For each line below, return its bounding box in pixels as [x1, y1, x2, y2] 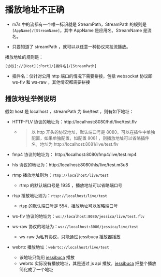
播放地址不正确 [5, 4, 65, 15]
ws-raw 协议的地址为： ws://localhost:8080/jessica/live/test [12, 223, 139, 229]
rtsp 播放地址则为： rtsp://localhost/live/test [12, 192, 107, 199]
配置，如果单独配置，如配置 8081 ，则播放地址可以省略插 [31, 135, 146, 141]
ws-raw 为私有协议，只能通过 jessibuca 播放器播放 [19, 233, 121, 240]
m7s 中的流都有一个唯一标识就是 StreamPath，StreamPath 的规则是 [12, 21, 147, 27]
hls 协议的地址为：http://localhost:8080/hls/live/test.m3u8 [12, 162, 128, 168]
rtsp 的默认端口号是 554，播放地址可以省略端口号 [19, 203, 118, 209]
